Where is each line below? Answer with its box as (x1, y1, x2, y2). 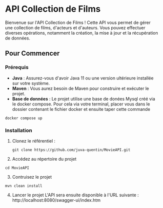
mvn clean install (5, 183, 42, 188)
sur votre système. (12, 80, 50, 86)
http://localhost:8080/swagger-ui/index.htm (12, 197, 101, 203)
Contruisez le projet (12, 174, 52, 180)
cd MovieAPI (5, 165, 29, 170)
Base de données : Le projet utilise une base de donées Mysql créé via (12, 96, 155, 102)
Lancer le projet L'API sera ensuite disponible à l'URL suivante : (12, 192, 139, 198)
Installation (5, 127, 33, 134)
